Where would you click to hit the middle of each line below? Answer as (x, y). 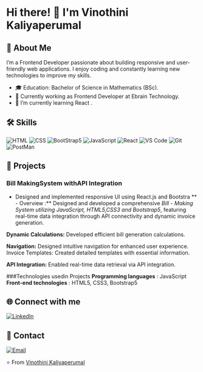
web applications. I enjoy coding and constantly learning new (104, 69)
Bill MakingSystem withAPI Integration (64, 183)
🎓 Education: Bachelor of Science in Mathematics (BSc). (87, 87)
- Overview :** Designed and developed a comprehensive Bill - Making (104, 203)
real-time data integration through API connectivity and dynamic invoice (105, 216)
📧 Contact (26, 335)
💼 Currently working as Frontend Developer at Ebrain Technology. (97, 96)
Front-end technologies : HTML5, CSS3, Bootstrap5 (72, 283)
